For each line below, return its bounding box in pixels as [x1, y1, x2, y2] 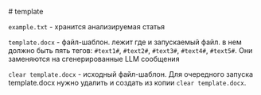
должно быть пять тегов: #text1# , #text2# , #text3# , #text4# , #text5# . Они [8, 46, 253, 55]
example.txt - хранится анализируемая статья [8, 22, 166, 31]
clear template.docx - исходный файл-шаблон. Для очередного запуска [8, 70, 253, 78]
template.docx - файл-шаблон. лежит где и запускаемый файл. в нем [8, 37, 242, 47]
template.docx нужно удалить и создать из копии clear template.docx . [8, 78, 247, 87]
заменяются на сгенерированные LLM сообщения [8, 55, 180, 63]
